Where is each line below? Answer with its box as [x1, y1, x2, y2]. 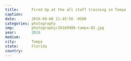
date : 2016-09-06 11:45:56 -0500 [5, 16, 87, 21]
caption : [5, 12, 23, 17]
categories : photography [5, 21, 56, 26]
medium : [5, 35, 21, 40]
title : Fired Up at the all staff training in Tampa [5, 7, 126, 12]
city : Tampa [5, 39, 43, 44]
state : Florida [5, 44, 48, 49]
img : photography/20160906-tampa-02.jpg [5, 26, 105, 30]
